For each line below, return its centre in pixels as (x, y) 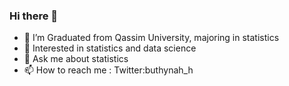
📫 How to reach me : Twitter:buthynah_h (108, 70)
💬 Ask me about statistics (76, 59)
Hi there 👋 (34, 16)
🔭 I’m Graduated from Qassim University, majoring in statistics (151, 38)
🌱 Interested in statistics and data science (110, 48)
